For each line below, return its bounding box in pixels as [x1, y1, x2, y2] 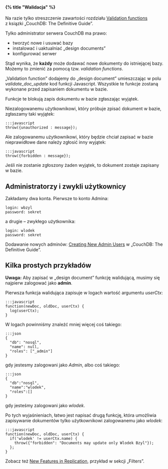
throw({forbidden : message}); [5, 153, 71, 158]
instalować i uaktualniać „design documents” [12, 45, 106, 51]
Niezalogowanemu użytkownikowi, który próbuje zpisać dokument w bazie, [5, 106, 162, 112]
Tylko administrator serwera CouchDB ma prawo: [5, 30, 107, 36]
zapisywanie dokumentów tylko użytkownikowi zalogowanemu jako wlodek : [5, 417, 162, 423]
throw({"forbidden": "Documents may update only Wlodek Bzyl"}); [14, 440, 154, 445]
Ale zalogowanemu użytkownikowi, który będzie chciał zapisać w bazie [5, 134, 153, 140]
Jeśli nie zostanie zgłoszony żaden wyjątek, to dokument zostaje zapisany [5, 162, 159, 168]
